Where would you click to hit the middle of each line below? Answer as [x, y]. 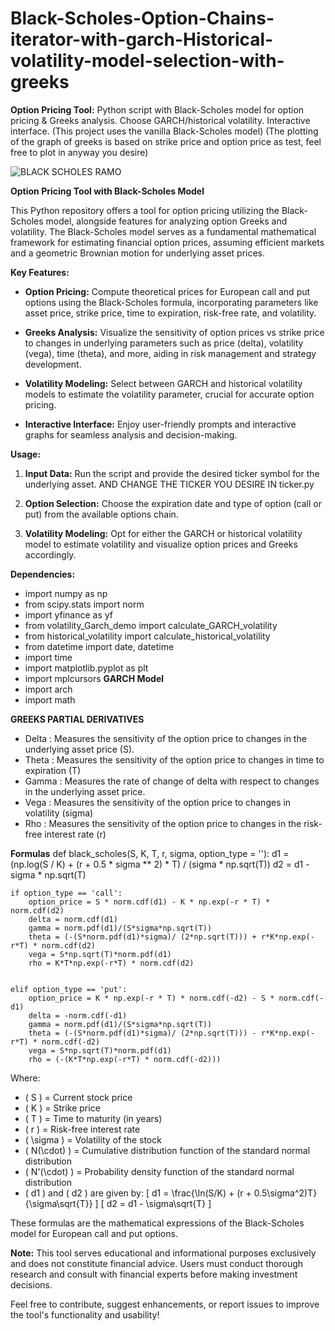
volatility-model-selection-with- [147, 61]
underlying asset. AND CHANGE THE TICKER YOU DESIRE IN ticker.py [169, 484]
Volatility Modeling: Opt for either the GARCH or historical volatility [163, 533]
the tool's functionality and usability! [85, 1314]
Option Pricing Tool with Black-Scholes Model [107, 191]
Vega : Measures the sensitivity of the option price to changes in [158, 802]
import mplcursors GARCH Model [94, 678]
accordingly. [50, 554]
